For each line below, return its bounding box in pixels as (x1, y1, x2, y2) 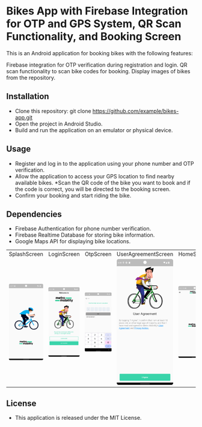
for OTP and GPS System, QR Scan (6, 17, 182, 31)
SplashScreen (8, 250, 44, 258)
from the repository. (6, 74, 56, 81)
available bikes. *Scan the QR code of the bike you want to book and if (14, 179, 191, 186)
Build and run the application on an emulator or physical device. (14, 126, 173, 133)
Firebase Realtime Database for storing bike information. (14, 231, 155, 238)
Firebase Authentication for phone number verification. (14, 225, 151, 232)
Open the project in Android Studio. (14, 120, 103, 127)
